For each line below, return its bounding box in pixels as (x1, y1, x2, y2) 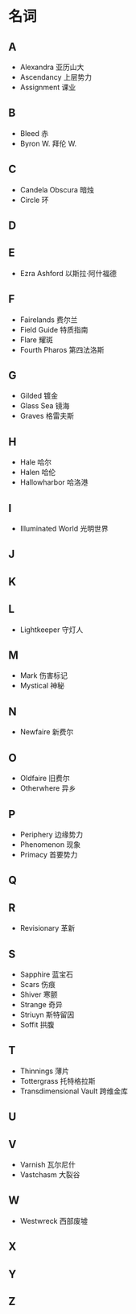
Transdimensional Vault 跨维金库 (19, 1086, 129, 1096)
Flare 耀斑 (19, 335, 54, 345)
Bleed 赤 (19, 128, 49, 138)
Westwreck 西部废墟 (19, 1216, 89, 1225)
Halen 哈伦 (19, 468, 56, 477)
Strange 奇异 (19, 999, 63, 1009)
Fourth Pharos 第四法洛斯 (19, 345, 105, 354)
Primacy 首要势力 (19, 849, 78, 859)
